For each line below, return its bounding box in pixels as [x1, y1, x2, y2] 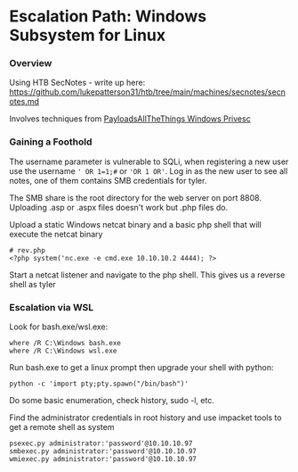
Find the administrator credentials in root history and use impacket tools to [9, 412, 282, 423]
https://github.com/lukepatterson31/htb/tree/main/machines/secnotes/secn [9, 87, 286, 97]
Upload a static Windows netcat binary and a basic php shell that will [9, 219, 262, 229]
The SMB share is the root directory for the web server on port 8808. [9, 192, 262, 203]
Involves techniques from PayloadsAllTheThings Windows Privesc [9, 113, 251, 124]
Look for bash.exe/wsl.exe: [9, 321, 109, 332]
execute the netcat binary [9, 228, 103, 239]
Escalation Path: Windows [9, 6, 207, 27]
